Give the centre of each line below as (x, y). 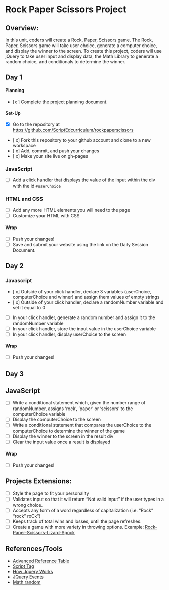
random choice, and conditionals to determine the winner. (65, 61)
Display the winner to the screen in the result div (63, 436)
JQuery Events (28, 577)
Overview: (22, 28)
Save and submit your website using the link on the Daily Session (80, 244)
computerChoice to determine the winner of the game (69, 431)
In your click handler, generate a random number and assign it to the (84, 317)
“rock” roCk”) (27, 516)
